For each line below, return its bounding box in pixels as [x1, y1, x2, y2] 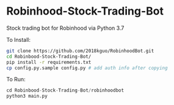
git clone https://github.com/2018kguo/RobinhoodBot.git [6, 47, 154, 54]
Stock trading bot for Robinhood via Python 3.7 [6, 24, 125, 32]
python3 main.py [6, 93, 48, 100]
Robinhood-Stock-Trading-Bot [6, 4, 164, 18]
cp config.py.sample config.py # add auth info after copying [6, 65, 168, 71]
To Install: [6, 36, 31, 43]
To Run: [6, 76, 26, 83]
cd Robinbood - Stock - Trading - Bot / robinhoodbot [6, 87, 124, 93]
